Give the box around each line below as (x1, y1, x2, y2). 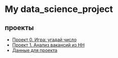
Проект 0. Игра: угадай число (12, 36, 77, 42)
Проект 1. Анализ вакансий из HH (12, 42, 85, 48)
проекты (5, 23, 34, 32)
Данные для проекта (12, 47, 58, 53)
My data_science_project (5, 3, 113, 15)
